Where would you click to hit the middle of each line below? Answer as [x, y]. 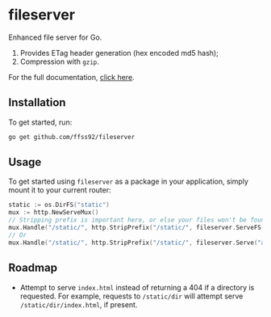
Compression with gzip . [59, 61]
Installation [37, 103]
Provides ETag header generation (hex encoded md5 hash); [119, 53]
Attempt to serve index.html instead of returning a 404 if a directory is [137, 287]
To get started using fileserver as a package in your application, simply [128, 182]
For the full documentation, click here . [71, 77]
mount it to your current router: [60, 190]
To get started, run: [40, 122]
